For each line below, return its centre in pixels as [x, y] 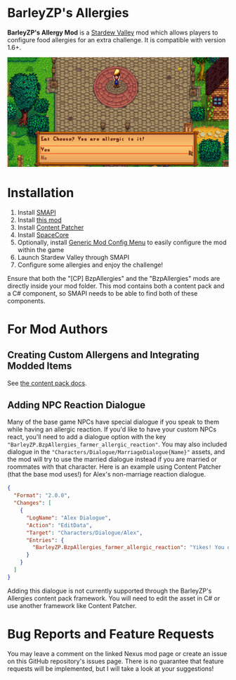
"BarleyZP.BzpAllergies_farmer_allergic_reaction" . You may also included [117, 444]
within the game [41, 250]
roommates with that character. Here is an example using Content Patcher [114, 467]
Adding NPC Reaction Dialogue [77, 405]
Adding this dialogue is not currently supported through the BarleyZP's [110, 591]
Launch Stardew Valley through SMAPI [73, 257]
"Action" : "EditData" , [59, 525]
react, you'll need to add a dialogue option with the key [87, 437]
